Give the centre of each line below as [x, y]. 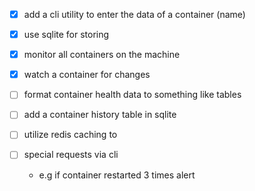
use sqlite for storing [66, 35]
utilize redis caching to [70, 135]
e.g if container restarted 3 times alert [117, 175]
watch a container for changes [87, 75]
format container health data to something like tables [132, 95]
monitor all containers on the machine [102, 55]
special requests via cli [71, 155]
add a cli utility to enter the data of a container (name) [134, 14]
